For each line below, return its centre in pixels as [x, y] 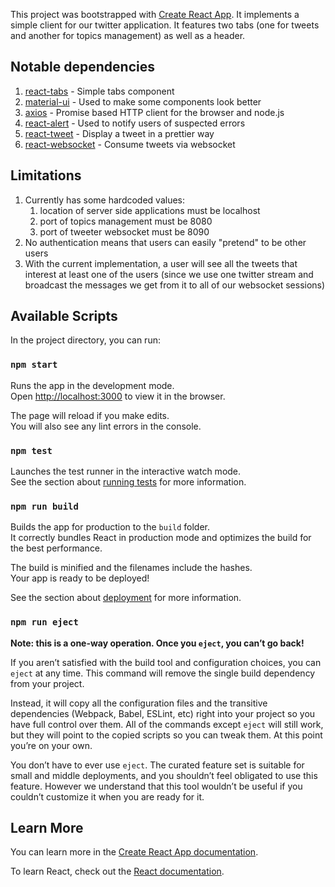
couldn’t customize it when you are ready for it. [107, 796]
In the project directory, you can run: [85, 340]
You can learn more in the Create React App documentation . [134, 852]
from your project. [47, 683]
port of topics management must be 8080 [126, 221]
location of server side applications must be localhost [150, 210]
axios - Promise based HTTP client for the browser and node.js [154, 112]
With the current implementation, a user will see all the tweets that [161, 263]
